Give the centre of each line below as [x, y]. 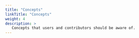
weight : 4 [15, 19]
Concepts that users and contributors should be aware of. [73, 28]
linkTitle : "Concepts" [28, 14]
